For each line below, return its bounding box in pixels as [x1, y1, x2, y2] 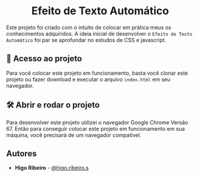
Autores [6, 148, 37, 159]
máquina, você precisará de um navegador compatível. [6, 131, 141, 138]
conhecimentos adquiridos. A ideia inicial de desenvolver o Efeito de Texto [6, 30, 193, 37]
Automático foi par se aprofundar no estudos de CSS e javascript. [6, 36, 166, 43]
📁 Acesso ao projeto [6, 53, 82, 64]
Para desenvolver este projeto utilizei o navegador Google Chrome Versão [6, 119, 188, 126]
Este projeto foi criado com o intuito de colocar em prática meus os [6, 24, 172, 31]
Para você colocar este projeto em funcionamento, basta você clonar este [6, 69, 188, 77]
